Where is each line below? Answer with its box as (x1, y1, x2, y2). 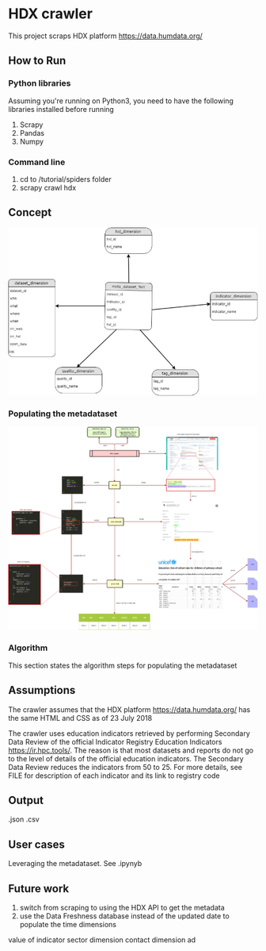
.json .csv (8, 814, 40, 824)
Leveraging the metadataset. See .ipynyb (8, 859, 142, 868)
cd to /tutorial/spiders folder (19, 174, 112, 183)
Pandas (19, 128, 45, 137)
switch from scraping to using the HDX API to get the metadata (19, 903, 226, 913)
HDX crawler (8, 5, 93, 23)
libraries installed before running (8, 104, 115, 114)
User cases (8, 837, 65, 851)
